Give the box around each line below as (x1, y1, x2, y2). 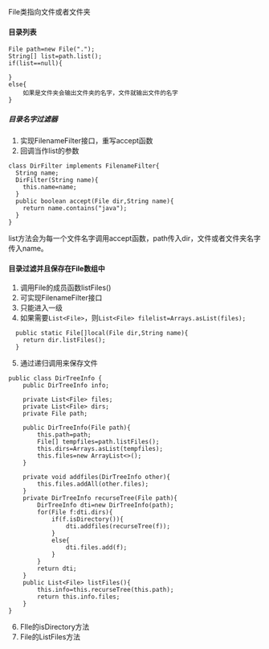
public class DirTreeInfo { (8, 374, 103, 382)
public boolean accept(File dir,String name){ (15, 197, 174, 205)
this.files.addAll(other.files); (37, 480, 149, 489)
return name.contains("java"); (22, 205, 128, 213)
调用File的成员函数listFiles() (19, 283, 112, 292)
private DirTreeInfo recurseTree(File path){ (22, 494, 178, 502)
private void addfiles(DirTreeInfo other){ (22, 473, 171, 482)
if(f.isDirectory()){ (51, 515, 124, 523)
